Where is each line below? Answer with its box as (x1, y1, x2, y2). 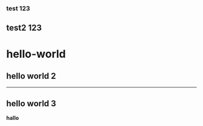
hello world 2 (6, 71, 56, 81)
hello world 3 (6, 98, 56, 109)
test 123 (6, 4, 30, 13)
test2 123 (6, 23, 42, 33)
